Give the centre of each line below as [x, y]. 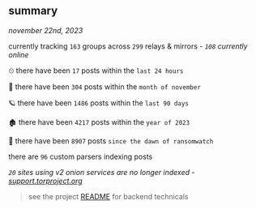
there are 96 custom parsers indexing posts [81, 156]
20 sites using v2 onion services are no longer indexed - [102, 172]
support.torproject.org [45, 181]
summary [33, 11]
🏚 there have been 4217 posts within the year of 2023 [99, 122]
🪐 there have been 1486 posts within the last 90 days [98, 103]
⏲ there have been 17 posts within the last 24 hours [96, 70]
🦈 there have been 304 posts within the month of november [105, 87]
